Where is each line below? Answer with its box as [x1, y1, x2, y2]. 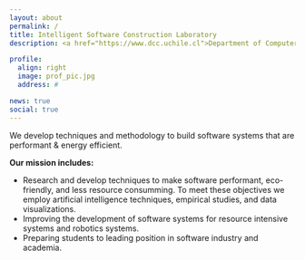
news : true [9, 96, 51, 105]
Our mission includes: [9, 157, 94, 168]
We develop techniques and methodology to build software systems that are [9, 130, 295, 140]
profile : [9, 55, 43, 64]
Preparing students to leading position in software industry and [22, 232, 259, 243]
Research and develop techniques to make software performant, [22, 174, 264, 186]
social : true [9, 105, 59, 114]
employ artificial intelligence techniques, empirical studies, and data [22, 194, 277, 205]
